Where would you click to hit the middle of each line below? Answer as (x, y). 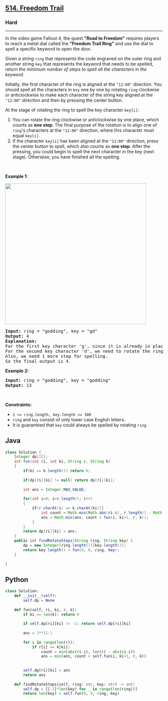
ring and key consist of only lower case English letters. (69, 419)
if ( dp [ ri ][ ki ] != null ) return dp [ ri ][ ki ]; (69, 480)
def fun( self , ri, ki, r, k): (46, 610)
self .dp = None (39, 600)
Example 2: (17, 371)
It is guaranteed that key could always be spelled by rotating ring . (80, 425)
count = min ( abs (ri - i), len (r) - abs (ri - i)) (88, 652)
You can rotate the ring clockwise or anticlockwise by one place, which (85, 119)
